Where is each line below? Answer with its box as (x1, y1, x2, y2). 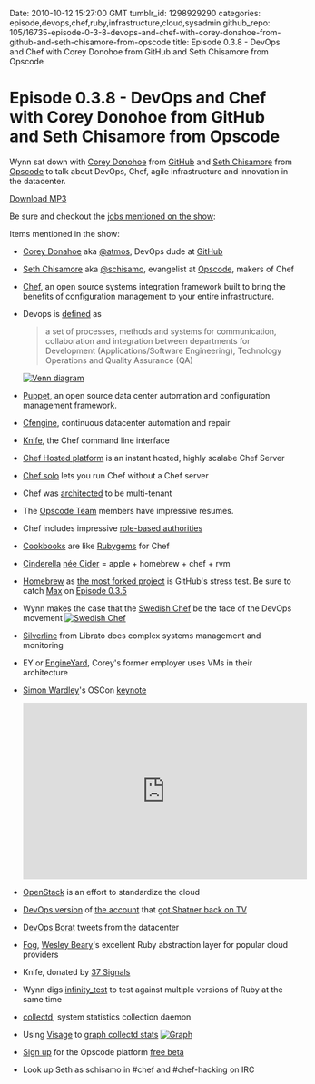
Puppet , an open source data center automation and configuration (22, 389, 271, 400)
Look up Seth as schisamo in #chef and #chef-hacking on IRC (22, 1064, 255, 1075)
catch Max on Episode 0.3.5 (22, 585, 127, 596)
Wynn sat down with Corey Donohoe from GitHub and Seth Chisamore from (9, 156, 293, 167)
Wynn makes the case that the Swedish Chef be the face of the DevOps (22, 603, 292, 614)
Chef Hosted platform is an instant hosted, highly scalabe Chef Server (22, 452, 285, 463)
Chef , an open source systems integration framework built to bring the (22, 281, 286, 291)
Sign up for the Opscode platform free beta (22, 1046, 184, 1057)
